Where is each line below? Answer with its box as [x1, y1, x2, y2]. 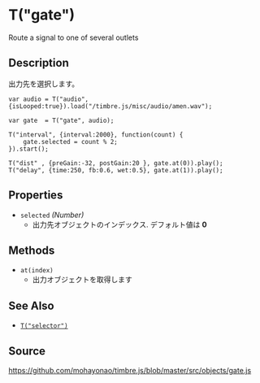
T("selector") [19, 322, 68, 330]
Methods [8, 243, 55, 257]
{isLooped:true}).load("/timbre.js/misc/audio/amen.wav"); [8, 102, 213, 111]
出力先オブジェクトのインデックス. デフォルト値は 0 [32, 220, 207, 229]
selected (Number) [19, 210, 84, 220]
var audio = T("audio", [8, 95, 89, 103]
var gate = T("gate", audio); [8, 116, 115, 124]
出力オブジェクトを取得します [32, 275, 132, 285]
